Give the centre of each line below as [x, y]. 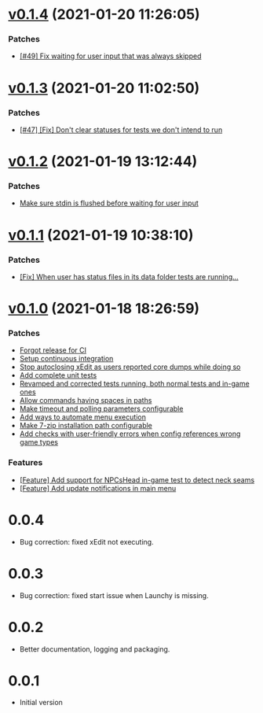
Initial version [41, 703]
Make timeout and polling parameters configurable [101, 409]
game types [39, 442]
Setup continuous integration [66, 359]
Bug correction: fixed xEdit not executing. [87, 541]
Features [26, 463]
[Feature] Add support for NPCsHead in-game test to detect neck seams [137, 480]
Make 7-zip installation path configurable [86, 426]
